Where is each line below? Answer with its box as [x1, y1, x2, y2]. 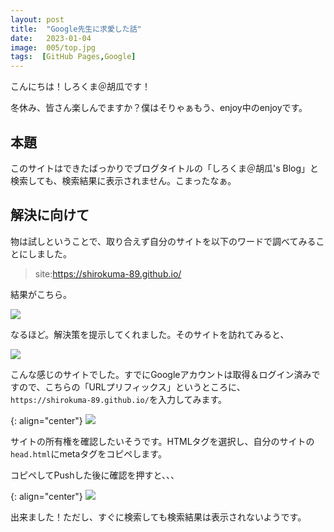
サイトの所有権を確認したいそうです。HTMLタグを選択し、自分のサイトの [10, 435, 315, 447]
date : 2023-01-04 [10, 33, 92, 43]
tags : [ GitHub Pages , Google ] [10, 52, 137, 62]
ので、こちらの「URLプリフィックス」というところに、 [18, 381, 246, 393]
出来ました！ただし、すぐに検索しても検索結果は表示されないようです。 [10, 511, 307, 523]
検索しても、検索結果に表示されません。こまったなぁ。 [10, 174, 237, 186]
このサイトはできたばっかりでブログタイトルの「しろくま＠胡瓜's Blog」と [10, 162, 320, 174]
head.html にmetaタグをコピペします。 [10, 447, 167, 460]
